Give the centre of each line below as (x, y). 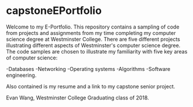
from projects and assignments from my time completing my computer (91, 33)
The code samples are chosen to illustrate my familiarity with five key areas (97, 51)
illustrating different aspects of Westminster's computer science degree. (93, 45)
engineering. (21, 75)
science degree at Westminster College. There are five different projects (93, 39)
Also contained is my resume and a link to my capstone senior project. (91, 86)
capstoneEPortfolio (54, 11)
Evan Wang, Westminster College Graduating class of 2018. (77, 98)
